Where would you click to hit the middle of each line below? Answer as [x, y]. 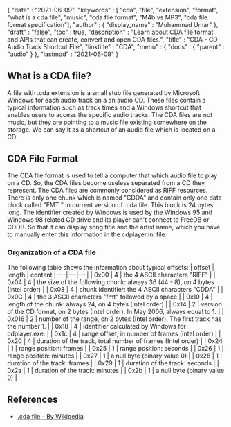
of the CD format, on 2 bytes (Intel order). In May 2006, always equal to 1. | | [115, 311]
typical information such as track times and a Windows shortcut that [104, 107]
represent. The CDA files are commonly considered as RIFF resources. [108, 190]
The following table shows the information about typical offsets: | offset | [111, 267]
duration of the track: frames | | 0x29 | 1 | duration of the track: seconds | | [113, 363]
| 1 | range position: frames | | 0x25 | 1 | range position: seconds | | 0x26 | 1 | [115, 348]
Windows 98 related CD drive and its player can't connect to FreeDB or [108, 219]
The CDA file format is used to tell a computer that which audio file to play [112, 175]
